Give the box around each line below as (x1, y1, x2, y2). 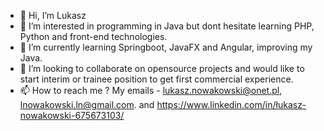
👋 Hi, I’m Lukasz (19, 10, 87, 21)
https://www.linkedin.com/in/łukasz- (156, 99, 307, 110)
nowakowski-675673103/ (19, 110, 125, 121)
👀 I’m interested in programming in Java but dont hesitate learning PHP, (19, 20, 315, 32)
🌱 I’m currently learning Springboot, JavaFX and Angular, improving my (19, 41, 313, 53)
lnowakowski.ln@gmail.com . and (19, 99, 155, 110)
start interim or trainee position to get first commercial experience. (19, 73, 294, 85)
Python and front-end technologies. (19, 31, 168, 42)
